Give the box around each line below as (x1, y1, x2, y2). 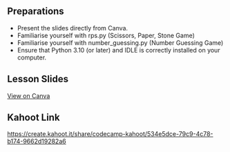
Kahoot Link (7, 112, 60, 124)
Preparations (7, 6, 64, 17)
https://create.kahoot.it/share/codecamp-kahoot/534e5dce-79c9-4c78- (7, 130, 213, 138)
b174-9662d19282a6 (7, 137, 67, 146)
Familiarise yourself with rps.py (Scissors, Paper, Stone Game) (17, 31, 195, 39)
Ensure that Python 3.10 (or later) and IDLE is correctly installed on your (17, 46, 220, 54)
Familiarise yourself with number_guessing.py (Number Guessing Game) (17, 38, 224, 47)
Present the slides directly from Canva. (17, 23, 128, 32)
